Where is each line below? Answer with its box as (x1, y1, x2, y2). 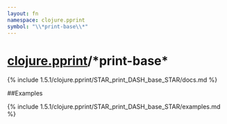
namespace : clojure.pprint (7, 17, 85, 24)
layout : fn (7, 10, 39, 17)
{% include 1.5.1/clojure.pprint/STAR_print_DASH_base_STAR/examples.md (7, 103, 221, 111)
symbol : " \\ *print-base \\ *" (7, 23, 89, 30)
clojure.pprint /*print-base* (7, 53, 169, 69)
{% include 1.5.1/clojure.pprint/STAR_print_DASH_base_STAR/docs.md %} (7, 76, 217, 84)
